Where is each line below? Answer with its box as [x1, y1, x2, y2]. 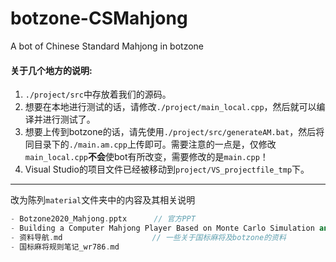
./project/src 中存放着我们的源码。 [24, 88, 172, 101]
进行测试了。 [42, 113, 96, 126]
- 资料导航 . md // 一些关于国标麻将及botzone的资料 [10, 232, 287, 242]
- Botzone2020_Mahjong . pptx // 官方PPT [10, 214, 196, 224]
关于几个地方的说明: [10, 64, 93, 76]
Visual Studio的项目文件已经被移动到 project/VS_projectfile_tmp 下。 [24, 163, 310, 176]
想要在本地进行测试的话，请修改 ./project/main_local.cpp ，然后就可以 [24, 101, 317, 113]
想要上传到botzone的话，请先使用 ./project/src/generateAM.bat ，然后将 [24, 126, 325, 138]
